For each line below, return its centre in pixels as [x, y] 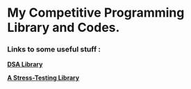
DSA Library [25, 65]
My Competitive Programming [96, 13]
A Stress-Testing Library [43, 78]
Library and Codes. [64, 27]
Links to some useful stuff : [54, 49]
